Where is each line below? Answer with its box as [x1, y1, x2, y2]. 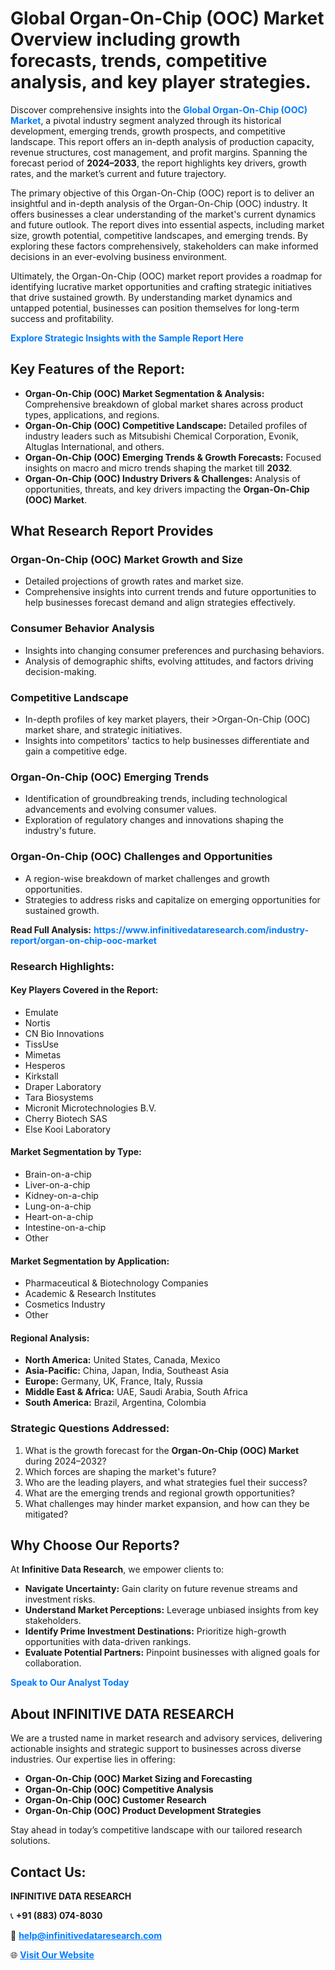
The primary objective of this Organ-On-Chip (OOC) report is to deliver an [10, 187, 315, 199]
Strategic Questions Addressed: [10, 1422, 170, 1436]
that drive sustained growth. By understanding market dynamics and [10, 291, 293, 303]
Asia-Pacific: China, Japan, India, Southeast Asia [24, 1365, 230, 1377]
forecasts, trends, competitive [10, 50, 268, 72]
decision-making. [24, 665, 97, 677]
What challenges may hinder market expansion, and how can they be [24, 1497, 310, 1509]
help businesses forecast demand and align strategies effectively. [24, 597, 296, 609]
